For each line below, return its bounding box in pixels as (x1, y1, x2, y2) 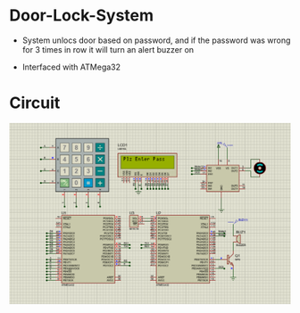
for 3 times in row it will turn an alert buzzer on (21, 44, 195, 54)
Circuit (9, 93, 61, 113)
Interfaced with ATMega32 (21, 62, 121, 72)
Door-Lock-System (9, 5, 154, 26)
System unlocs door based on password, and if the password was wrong (21, 35, 291, 45)
